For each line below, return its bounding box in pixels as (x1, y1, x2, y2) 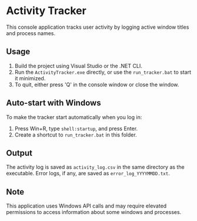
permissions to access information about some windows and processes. (6, 209, 182, 216)
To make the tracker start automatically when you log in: (6, 113, 142, 121)
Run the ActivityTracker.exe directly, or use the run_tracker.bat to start (14, 69, 192, 76)
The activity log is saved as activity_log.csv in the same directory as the (6, 164, 185, 171)
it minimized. (14, 74, 46, 81)
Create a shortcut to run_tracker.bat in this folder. (14, 131, 137, 138)
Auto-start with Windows (6, 98, 101, 108)
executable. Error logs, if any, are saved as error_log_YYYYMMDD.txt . (6, 170, 171, 177)
